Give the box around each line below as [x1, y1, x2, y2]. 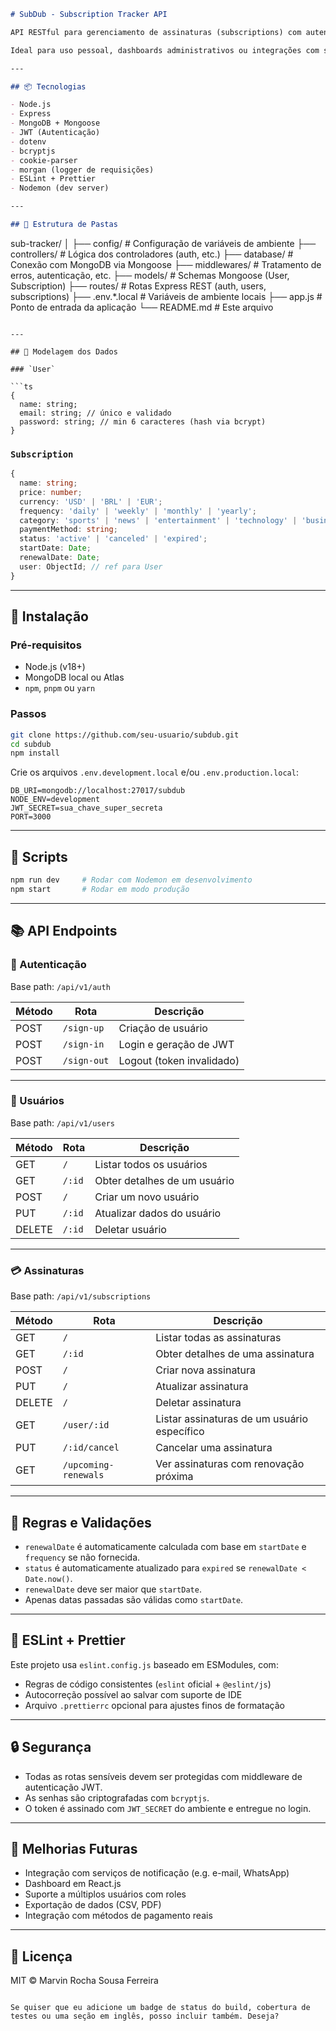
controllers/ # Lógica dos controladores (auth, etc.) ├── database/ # [10, 248, 294, 260]
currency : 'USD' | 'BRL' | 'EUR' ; [19, 496, 163, 507]
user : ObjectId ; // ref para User [19, 561, 163, 572]
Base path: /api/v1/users [10, 1116, 115, 1129]
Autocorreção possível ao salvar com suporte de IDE [24, 1688, 243, 1700]
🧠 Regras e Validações [10, 1514, 152, 1531]
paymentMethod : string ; [19, 525, 118, 535]
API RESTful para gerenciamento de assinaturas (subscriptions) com [10, 27, 302, 37]
